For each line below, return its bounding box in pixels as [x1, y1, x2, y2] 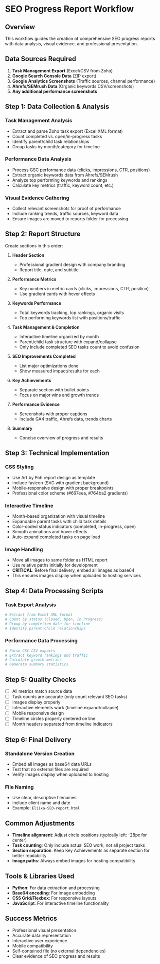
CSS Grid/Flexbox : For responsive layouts [12, 895, 97, 901]
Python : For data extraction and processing [12, 885, 100, 891]
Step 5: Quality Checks [5, 675, 76, 684]
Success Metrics [5, 914, 57, 923]
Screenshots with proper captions [19, 411, 88, 417]
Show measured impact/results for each [19, 368, 100, 374]
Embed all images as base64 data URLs [12, 761, 92, 767]
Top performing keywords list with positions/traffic [19, 315, 121, 320]
